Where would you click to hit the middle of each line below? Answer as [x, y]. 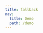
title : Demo [22, 18]
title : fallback [21, 9]
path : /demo [22, 23]
